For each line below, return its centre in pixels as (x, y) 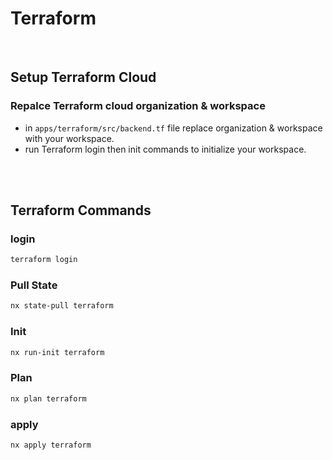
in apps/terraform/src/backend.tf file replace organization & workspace (173, 128)
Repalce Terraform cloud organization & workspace (138, 106)
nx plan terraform (48, 398)
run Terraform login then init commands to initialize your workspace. (165, 149)
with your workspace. (69, 138)
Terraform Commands (81, 210)
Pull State (34, 285)
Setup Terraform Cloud (83, 77)
